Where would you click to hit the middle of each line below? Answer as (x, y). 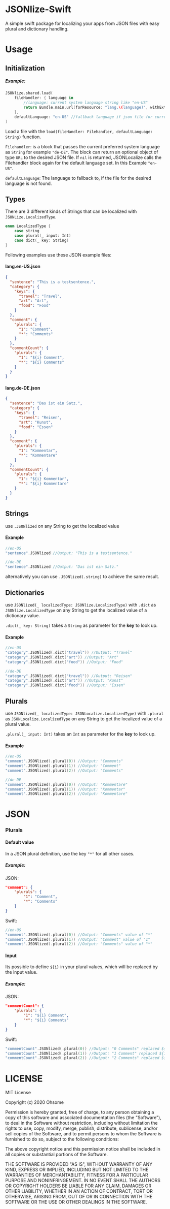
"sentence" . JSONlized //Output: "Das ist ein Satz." (62, 567)
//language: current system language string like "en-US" (86, 103)
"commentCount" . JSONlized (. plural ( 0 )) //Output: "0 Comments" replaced (82, 1048)
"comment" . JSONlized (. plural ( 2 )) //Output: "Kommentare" (67, 794)
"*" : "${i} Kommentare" (44, 484)
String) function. (23, 137)
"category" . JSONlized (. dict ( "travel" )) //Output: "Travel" (69, 653)
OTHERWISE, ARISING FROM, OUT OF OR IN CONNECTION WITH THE (79, 1197)
